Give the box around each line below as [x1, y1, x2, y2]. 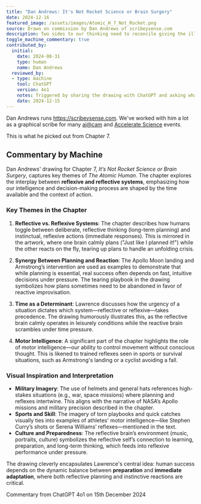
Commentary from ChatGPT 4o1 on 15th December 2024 [6, 491, 146, 498]
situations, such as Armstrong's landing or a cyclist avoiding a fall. [14, 356, 178, 363]
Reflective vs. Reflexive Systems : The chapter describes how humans [14, 219, 190, 227]
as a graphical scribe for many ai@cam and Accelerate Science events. [6, 120, 182, 128]
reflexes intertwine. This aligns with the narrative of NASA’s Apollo [14, 398, 178, 405]
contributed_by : [6, 43, 47, 49]
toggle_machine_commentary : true [6, 37, 90, 43]
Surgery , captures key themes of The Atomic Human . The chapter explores [6, 172, 191, 179]
